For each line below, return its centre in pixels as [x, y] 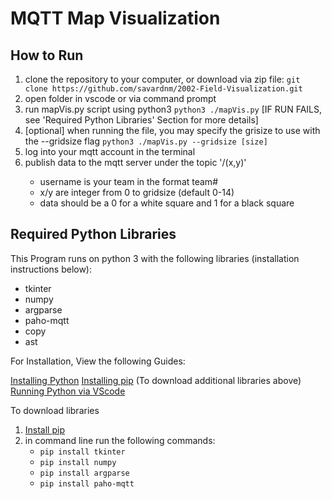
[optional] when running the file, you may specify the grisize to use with [172, 130]
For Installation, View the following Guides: [98, 361]
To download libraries [55, 410]
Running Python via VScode [68, 391]
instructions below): [51, 269]
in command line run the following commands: [120, 440]
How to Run [47, 55]
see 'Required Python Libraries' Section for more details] [141, 120]
